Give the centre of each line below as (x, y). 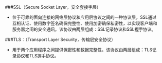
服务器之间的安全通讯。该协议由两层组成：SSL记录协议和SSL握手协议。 (84, 29)
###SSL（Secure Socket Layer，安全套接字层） (53, 7)
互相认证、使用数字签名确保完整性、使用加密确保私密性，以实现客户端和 (84, 23)
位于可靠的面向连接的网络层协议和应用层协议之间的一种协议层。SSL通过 (84, 17)
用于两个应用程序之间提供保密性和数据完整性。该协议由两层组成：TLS (82, 50)
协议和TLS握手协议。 (37, 56)
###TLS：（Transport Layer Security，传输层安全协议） (60, 39)
